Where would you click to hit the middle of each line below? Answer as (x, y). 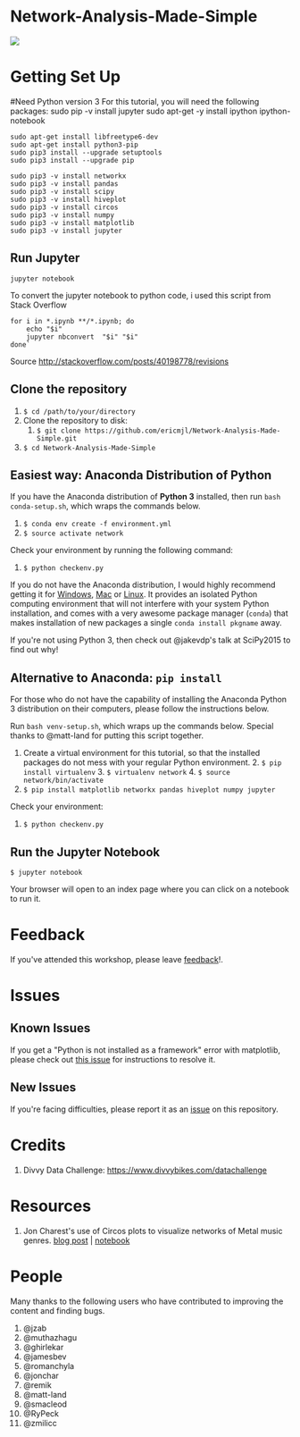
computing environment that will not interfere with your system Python (140, 604)
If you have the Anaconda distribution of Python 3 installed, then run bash (146, 497)
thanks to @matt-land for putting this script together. (107, 735)
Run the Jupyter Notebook (85, 852)
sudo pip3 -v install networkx (68, 176)
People (37, 1276)
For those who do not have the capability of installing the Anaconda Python (149, 700)
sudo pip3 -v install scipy (62, 191)
